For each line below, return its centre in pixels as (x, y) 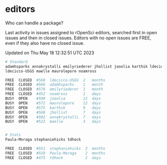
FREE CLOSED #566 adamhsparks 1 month (54, 85)
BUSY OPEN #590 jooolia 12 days (53, 99)
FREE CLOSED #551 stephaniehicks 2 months (55, 149)
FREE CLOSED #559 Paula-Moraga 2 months (55, 153)
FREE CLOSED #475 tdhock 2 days (53, 158)
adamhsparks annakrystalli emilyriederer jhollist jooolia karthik (77, 66)
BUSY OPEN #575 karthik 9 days (53, 108)
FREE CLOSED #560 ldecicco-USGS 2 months (55, 80)
